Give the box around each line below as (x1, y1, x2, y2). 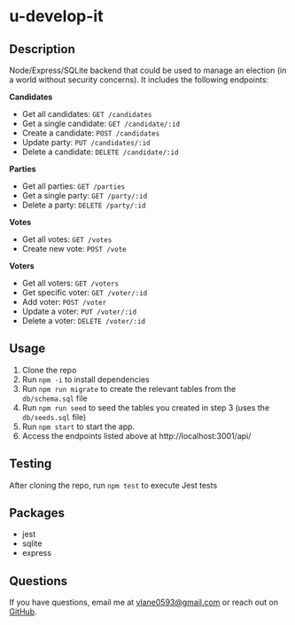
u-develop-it (9, 6, 104, 27)
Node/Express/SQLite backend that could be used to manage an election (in (9, 65, 287, 75)
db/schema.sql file (21, 393, 88, 403)
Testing (9, 457, 52, 472)
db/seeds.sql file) (21, 411, 87, 422)
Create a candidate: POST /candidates (21, 128, 160, 138)
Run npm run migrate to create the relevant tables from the (21, 383, 237, 394)
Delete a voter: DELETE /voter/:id (21, 316, 146, 325)
